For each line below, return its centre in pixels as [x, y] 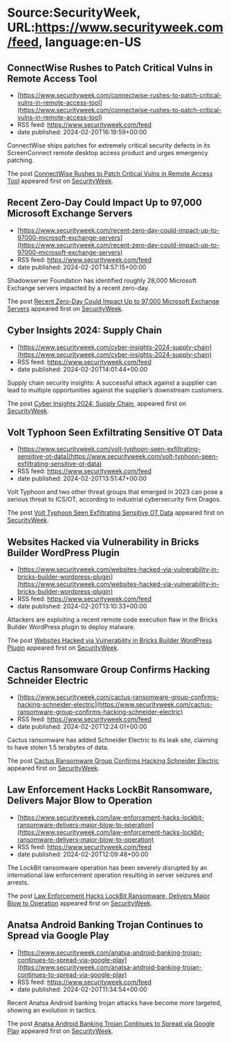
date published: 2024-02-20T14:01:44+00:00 [82, 369]
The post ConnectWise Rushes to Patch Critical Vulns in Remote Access [110, 174]
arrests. [18, 882]
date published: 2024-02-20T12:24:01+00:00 [82, 727]
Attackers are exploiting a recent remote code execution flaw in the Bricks [112, 620]
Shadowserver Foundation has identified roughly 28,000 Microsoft [102, 280]
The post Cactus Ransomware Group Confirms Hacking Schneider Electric [113, 761]
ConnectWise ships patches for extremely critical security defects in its [109, 145]
